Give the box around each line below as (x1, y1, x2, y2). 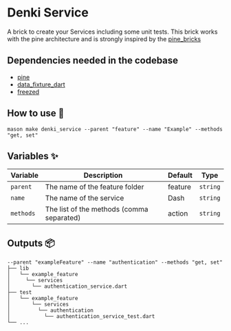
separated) (45, 213, 81, 222)
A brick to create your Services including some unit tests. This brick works (7, 27, 218, 36)
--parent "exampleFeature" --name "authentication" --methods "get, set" (7, 259, 223, 266)
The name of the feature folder (45, 182, 144, 192)
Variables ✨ (7, 150, 58, 162)
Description (83, 170, 123, 180)
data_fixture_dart (16, 80, 65, 89)
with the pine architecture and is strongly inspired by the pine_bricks (7, 34, 201, 43)
